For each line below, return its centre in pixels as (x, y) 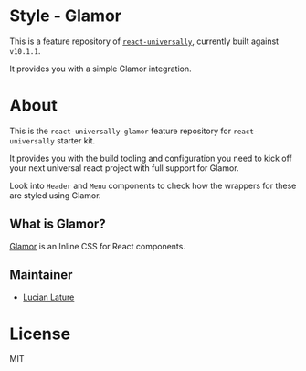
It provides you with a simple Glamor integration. (100, 69)
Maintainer (41, 275)
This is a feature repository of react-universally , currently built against (144, 41)
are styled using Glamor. (55, 195)
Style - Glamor (65, 16)
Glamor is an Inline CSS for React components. (97, 246)
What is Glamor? (58, 224)
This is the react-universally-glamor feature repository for (120, 131)
